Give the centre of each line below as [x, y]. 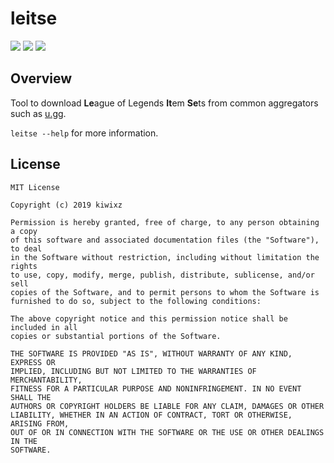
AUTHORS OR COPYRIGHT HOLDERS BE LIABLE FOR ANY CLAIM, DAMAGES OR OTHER [167, 406]
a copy [24, 231]
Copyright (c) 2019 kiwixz [66, 205]
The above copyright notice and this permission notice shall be [149, 318]
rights [24, 266]
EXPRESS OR [33, 362]
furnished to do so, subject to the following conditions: [136, 301]
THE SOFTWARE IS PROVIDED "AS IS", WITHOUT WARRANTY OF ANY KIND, [151, 353]
